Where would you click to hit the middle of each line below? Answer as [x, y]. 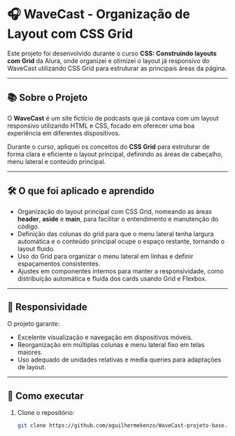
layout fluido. [36, 248]
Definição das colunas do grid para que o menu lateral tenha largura [116, 233]
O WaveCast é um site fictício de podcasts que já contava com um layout [113, 118]
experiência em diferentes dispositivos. [64, 133]
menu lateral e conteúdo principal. [57, 161]
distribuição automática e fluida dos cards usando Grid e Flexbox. [112, 278]
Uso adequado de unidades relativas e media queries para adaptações [119, 360]
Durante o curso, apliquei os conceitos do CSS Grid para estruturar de [108, 147]
